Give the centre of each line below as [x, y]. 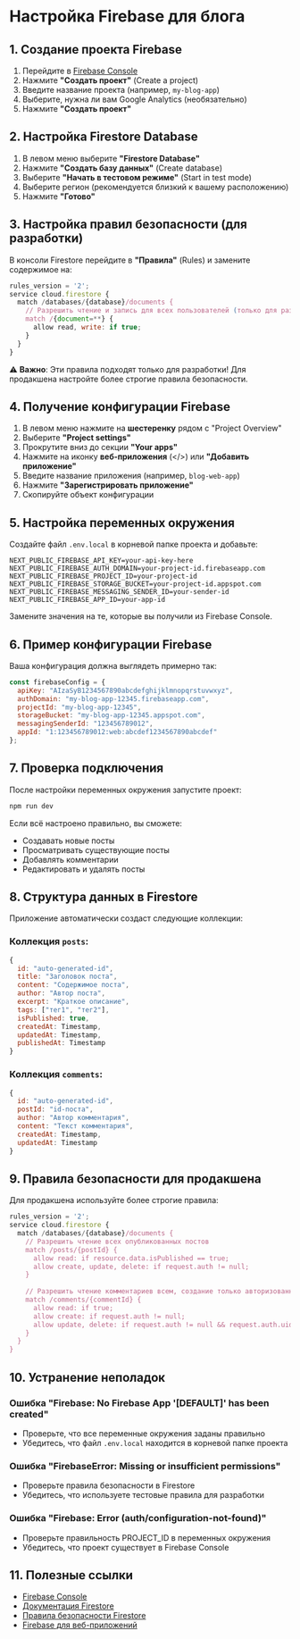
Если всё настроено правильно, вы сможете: [96, 823]
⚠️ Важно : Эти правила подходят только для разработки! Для [128, 369]
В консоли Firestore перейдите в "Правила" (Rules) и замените [130, 260]
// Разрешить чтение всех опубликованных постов [117, 1242]
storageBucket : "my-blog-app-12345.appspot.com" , [111, 715]
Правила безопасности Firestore [84, 1616]
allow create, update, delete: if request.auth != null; [141, 1267]
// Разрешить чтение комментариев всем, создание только [133, 1292]
